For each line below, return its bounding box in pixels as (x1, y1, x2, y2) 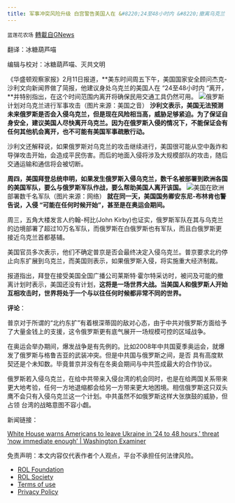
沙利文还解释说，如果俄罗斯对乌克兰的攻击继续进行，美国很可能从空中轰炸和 (7, 142, 228, 150)
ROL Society (17, 472, 54, 481)
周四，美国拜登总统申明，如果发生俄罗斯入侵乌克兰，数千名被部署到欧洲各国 (7, 174, 228, 182)
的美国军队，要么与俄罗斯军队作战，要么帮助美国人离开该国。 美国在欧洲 (7, 183, 225, 191)
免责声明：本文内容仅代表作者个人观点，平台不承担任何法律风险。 (7, 451, 197, 460)
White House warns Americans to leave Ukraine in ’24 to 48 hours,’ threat (7, 429, 220, 437)
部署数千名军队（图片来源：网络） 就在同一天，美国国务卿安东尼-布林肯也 (7, 191, 220, 200)
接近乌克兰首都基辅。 (7, 233, 69, 241)
